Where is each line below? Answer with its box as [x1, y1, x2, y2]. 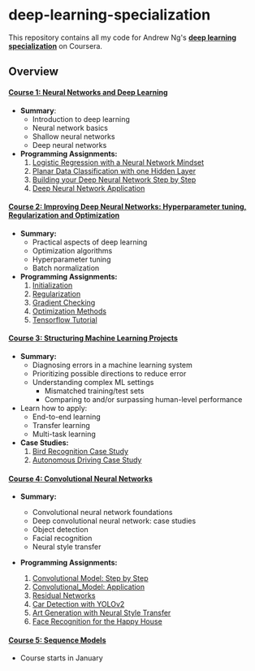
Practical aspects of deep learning [32, 237, 148, 247]
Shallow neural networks [32, 132, 115, 141]
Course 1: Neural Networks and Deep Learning [8, 87, 168, 97]
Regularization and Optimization [8, 210, 120, 220]
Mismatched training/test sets [44, 386, 145, 396]
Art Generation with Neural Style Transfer [32, 608, 171, 618]
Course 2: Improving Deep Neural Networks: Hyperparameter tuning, [8, 201, 247, 212]
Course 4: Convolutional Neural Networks [8, 474, 153, 483]
